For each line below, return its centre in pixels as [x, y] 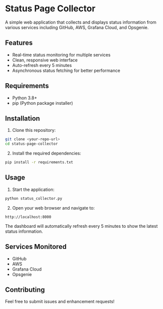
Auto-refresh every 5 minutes [42, 65]
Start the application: [33, 189]
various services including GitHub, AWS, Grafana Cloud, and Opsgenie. [77, 27]
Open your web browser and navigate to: [53, 208]
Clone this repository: [34, 130]
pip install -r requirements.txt [39, 162]
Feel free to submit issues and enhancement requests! [60, 302]
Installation [23, 118]
